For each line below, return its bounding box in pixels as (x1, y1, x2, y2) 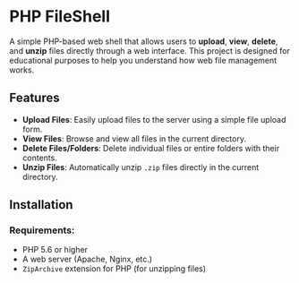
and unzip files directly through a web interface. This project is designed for (9, 45, 291, 56)
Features (9, 90, 60, 106)
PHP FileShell (9, 6, 110, 27)
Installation (9, 197, 73, 212)
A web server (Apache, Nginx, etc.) (21, 253, 153, 265)
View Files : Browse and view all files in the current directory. (21, 133, 246, 144)
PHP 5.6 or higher (21, 244, 88, 255)
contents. (21, 152, 58, 163)
